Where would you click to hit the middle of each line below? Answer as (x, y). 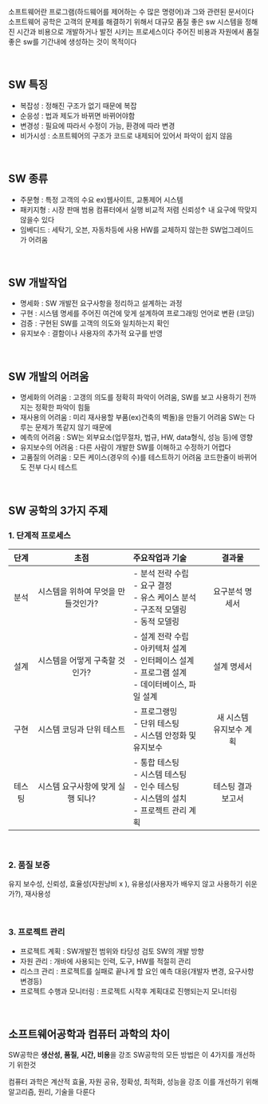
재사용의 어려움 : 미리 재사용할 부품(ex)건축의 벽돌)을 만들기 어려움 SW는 (133, 418)
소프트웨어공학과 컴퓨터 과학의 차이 (89, 1034)
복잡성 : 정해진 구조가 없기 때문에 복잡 (78, 106)
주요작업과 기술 (160, 558)
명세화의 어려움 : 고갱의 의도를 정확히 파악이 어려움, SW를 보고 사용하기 (130, 398)
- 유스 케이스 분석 (165, 597)
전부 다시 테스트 (53, 467)
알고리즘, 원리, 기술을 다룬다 (52, 1092)
